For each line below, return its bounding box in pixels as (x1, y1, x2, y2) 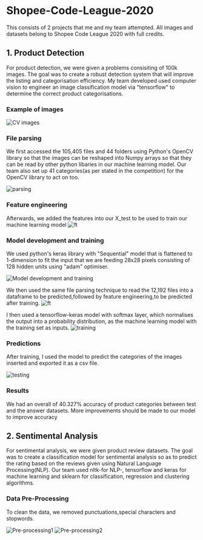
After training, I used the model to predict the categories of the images (6, 353, 182, 361)
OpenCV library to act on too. (6, 174, 80, 181)
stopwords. (6, 514, 35, 522)
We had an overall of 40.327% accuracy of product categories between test (6, 400, 196, 407)
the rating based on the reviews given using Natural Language (6, 460, 162, 467)
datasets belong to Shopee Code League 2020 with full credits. (6, 30, 165, 37)
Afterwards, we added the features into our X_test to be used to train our (6, 214, 188, 222)
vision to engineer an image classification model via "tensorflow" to (6, 83, 175, 91)
